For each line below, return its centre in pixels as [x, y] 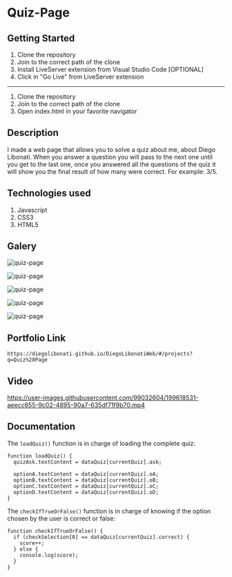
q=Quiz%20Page [28, 360]
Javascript [32, 210]
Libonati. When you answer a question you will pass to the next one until [110, 157]
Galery [22, 246]
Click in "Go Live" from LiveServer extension [80, 77]
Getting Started [41, 38]
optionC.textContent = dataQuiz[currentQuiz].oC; [86, 486]
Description [33, 133]
